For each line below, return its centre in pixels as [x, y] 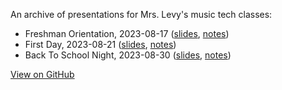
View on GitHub [42, 74]
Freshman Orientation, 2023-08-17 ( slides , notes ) [127, 33]
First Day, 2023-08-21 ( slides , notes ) [100, 44]
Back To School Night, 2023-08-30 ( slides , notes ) [128, 55]
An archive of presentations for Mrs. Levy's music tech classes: [141, 14]
